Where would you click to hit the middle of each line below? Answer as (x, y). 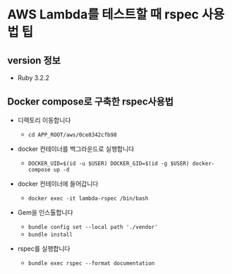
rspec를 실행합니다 (44, 249)
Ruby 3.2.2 (33, 78)
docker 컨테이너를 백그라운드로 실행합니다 (76, 148)
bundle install (50, 234)
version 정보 (34, 60)
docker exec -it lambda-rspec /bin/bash (88, 198)
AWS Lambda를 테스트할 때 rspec (103, 14)
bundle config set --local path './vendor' (93, 227)
